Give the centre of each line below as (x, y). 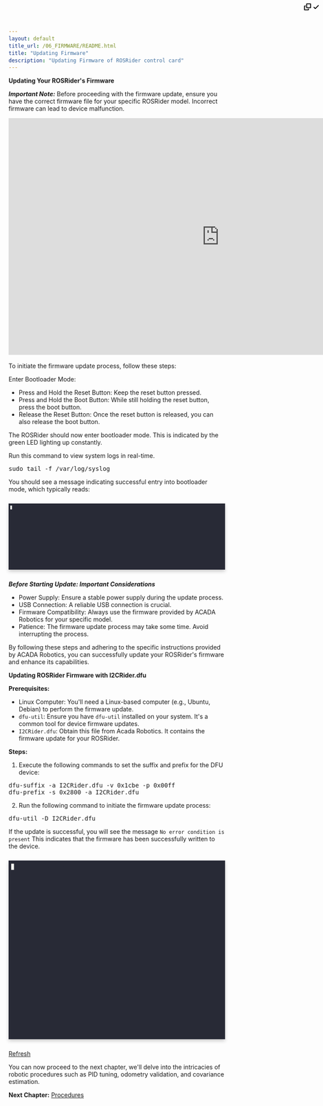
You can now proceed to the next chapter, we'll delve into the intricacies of (114, 1067)
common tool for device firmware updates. (79, 723)
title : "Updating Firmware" (49, 53)
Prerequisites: (29, 688)
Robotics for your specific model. (65, 619)
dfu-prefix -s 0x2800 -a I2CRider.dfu (74, 792)
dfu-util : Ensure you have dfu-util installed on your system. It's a (113, 716)
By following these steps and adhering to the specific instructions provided (115, 647)
